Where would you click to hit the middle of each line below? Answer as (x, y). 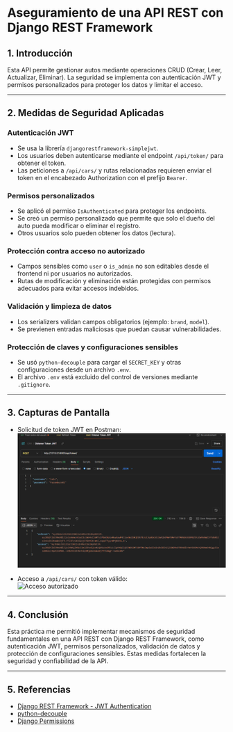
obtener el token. (42, 163)
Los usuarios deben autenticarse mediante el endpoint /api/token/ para (120, 155)
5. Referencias (39, 689)
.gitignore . (34, 384)
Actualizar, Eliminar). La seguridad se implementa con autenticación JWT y (114, 77)
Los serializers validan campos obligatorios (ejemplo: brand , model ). (113, 321)
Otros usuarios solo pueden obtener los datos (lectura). (96, 233)
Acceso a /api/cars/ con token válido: (72, 579)
